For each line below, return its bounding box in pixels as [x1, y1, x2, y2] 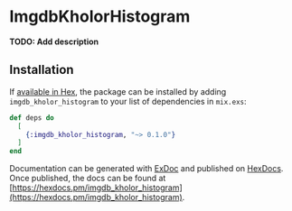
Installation [9, 62, 74, 78]
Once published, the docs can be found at [9, 173, 166, 184]
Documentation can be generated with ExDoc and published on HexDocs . [9, 163, 284, 174]
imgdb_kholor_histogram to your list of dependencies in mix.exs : [9, 96, 247, 106]
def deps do [9, 113, 54, 123]
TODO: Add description [9, 36, 99, 47]
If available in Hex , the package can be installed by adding [9, 86, 227, 96]
